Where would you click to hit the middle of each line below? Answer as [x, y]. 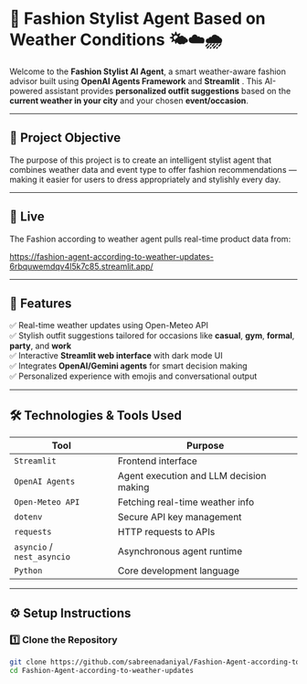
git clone [28, 662]
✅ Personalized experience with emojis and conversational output [133, 376]
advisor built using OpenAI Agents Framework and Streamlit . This [136, 80]
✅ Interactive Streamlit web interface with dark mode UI [116, 356]
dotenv [28, 517]
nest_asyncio [42, 557]
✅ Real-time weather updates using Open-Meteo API [109, 326]
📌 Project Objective [65, 138]
